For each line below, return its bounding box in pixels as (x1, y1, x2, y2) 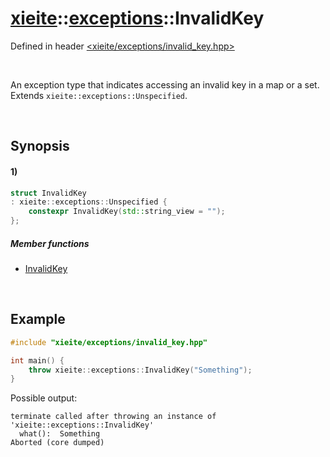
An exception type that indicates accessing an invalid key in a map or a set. (10, 78, 320, 91)
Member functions (10, 237, 90, 249)
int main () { (10, 355, 65, 366)
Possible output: (10, 392, 78, 404)
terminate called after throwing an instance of (10, 412, 217, 422)
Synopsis (10, 138, 70, 155)
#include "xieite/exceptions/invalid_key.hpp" (10, 337, 208, 347)
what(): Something (19, 429, 101, 439)
